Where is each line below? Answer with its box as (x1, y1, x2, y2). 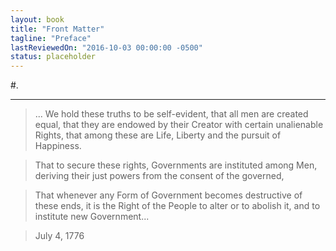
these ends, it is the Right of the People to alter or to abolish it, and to (34, 200, 321, 212)
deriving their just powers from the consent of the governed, (34, 170, 285, 182)
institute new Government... (34, 211, 150, 223)
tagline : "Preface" (10, 33, 92, 43)
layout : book (10, 14, 65, 25)
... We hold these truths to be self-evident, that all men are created (34, 108, 309, 120)
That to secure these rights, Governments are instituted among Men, (34, 159, 318, 171)
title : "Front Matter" (10, 24, 105, 34)
